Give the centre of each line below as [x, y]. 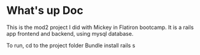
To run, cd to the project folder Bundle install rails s [71, 45]
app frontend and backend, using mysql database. [70, 33]
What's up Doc [45, 11]
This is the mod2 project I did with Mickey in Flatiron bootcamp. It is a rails [100, 27]
